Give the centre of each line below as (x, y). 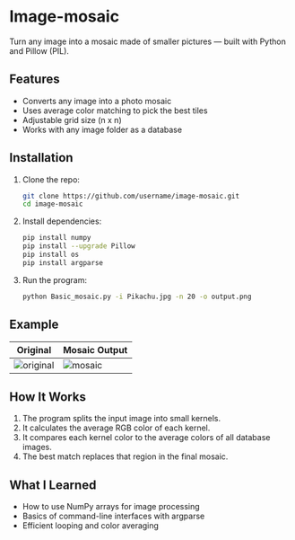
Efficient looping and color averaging (91, 526)
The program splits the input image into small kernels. (121, 419)
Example (34, 325)
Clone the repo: (51, 179)
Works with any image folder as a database (102, 129)
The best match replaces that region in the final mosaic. (125, 456)
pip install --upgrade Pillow (79, 246)
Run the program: (55, 279)
